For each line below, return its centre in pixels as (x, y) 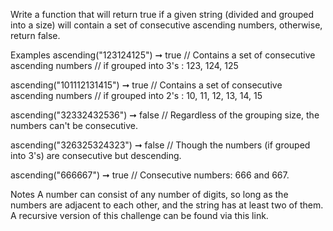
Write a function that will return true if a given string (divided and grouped (162, 14)
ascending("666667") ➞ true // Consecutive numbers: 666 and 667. (150, 175)
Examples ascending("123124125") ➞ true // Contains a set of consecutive (163, 55)
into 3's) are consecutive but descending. (96, 155)
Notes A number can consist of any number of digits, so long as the (149, 194)
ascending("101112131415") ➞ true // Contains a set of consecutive (146, 85)
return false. (35, 35)
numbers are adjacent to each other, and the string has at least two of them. (167, 205)
